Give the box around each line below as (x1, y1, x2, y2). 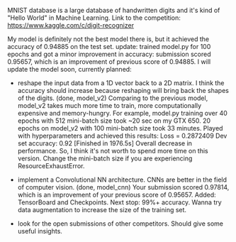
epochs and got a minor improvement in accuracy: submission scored (7, 50, 211, 58)
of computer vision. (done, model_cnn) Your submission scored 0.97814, (17, 183, 230, 191)
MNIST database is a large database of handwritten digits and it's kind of (7, 6, 220, 14)
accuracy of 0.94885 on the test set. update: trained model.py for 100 (7, 43, 211, 50)
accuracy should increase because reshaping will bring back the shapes (17, 87, 229, 94)
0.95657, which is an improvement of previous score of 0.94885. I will (7, 57, 211, 66)
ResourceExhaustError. (17, 162, 85, 170)
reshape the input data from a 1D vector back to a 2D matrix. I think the (17, 79, 225, 87)
